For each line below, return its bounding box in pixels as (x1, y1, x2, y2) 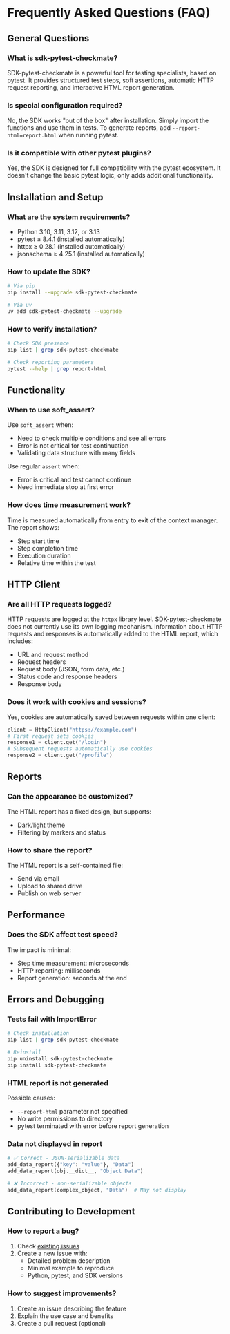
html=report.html (7, 133, 57, 140)
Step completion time (17, 544, 78, 552)
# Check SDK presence (7, 340, 70, 347)
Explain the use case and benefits (17, 1311, 114, 1320)
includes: (7, 637, 33, 645)
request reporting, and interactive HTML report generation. (7, 83, 175, 91)
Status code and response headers (17, 672, 117, 681)
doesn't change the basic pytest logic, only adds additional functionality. (7, 171, 214, 180)
